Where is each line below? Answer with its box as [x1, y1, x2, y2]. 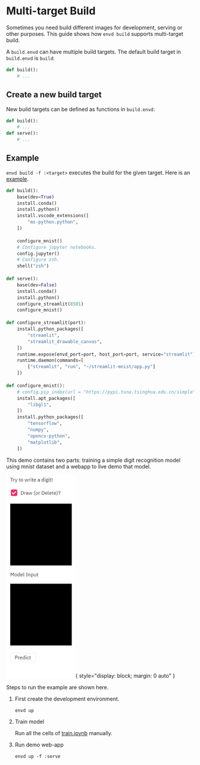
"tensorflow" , [27, 421, 62, 427]
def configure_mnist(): [6, 382, 65, 388]
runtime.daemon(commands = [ [17, 357, 84, 363]
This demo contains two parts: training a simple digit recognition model [6, 456, 180, 464]
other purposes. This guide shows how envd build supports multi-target [6, 30, 183, 37]
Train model [14, 718, 45, 725]
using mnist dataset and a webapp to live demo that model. [6, 462, 151, 470]
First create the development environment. [14, 695, 120, 702]
